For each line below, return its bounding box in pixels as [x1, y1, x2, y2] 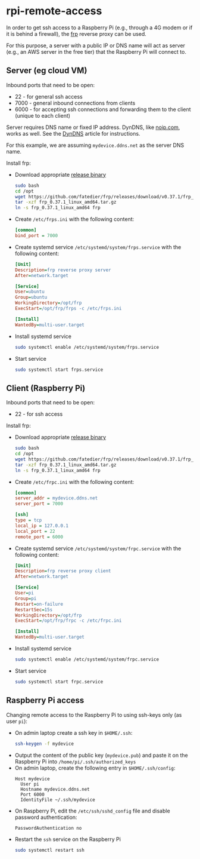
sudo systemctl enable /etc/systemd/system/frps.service [14, 344, 160, 350]
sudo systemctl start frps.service [14, 366, 104, 373]
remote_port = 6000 [14, 533, 64, 540]
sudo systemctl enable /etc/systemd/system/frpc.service [14, 656, 160, 662]
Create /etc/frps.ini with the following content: [14, 216, 135, 223]
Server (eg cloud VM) [6, 66, 87, 76]
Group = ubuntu [14, 294, 48, 300]
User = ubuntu [14, 289, 45, 295]
